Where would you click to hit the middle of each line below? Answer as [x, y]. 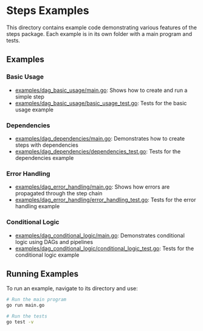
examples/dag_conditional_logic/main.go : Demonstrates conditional [100, 235]
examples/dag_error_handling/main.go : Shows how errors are [92, 187]
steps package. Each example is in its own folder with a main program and [99, 33]
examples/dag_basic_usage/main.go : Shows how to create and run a [101, 90]
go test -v [20, 322]
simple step [29, 96]
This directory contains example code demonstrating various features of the [102, 27]
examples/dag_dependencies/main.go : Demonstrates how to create [100, 138]
